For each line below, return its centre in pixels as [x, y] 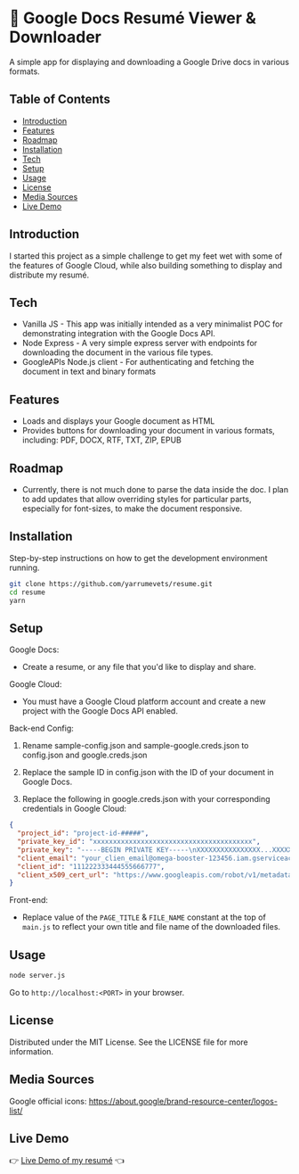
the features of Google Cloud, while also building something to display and [146, 265]
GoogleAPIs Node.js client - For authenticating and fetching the [138, 362]
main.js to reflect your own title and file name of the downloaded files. [151, 927]
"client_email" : [47, 858]
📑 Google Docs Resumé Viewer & [133, 18]
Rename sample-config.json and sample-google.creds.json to [135, 746]
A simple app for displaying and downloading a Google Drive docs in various [149, 62]
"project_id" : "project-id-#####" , [83, 833]
